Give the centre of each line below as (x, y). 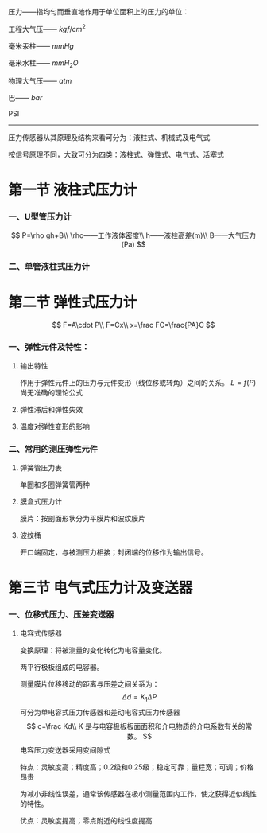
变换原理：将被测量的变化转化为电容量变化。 (93, 650)
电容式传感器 (41, 633)
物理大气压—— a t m (40, 81)
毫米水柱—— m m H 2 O (43, 64)
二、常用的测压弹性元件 (53, 450)
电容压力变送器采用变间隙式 (65, 749)
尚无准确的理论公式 (51, 393)
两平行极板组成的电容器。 (62, 667)
